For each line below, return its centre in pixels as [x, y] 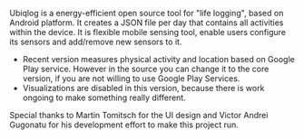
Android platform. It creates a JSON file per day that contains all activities [147, 23]
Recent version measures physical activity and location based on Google [158, 59]
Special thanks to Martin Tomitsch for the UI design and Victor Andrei [139, 115]
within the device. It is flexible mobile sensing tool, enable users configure [148, 32]
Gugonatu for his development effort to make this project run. [124, 125]
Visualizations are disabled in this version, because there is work [143, 88]
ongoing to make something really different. [104, 97]
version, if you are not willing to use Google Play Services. [131, 79]
